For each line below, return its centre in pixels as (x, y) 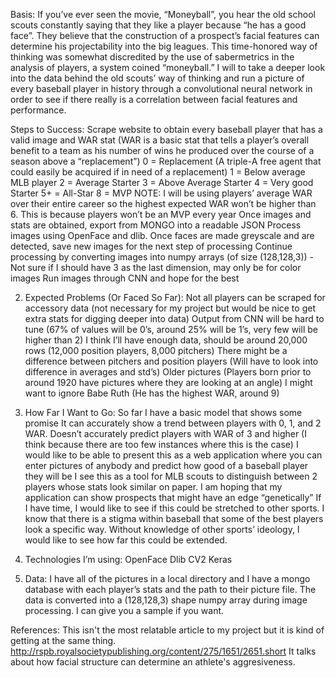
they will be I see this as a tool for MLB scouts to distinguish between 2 (171, 476)
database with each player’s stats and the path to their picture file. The (170, 589)
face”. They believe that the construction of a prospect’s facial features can (165, 35)
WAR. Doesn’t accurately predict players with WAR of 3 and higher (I (165, 433)
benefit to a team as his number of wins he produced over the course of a (162, 150)
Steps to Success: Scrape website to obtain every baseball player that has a (166, 129)
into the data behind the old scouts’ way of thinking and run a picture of (157, 78)
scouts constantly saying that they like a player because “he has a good (158, 25)
